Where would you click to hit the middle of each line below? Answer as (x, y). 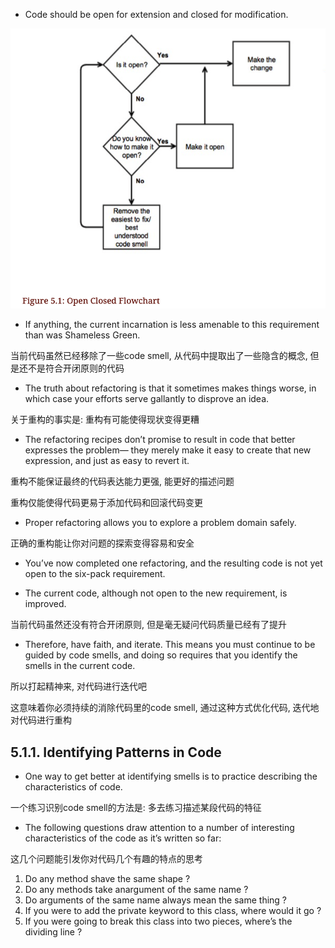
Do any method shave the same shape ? (107, 878)
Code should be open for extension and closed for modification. (156, 14)
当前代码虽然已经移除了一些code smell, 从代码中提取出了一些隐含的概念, (159, 356)
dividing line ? (53, 931)
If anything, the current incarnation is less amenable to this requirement (172, 325)
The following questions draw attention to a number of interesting (159, 827)
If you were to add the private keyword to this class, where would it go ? (173, 910)
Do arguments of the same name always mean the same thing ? (156, 900)
